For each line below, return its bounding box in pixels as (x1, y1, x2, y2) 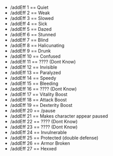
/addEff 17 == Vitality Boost (10, 92, 68, 97)
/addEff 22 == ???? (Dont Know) (10, 119, 78, 124)
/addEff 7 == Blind (10, 37, 49, 43)
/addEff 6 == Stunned (10, 32, 56, 37)
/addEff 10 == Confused (10, 53, 61, 59)
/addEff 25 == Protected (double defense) (10, 135, 99, 141)
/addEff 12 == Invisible (10, 64, 58, 70)
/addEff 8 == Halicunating (10, 42, 65, 48)
